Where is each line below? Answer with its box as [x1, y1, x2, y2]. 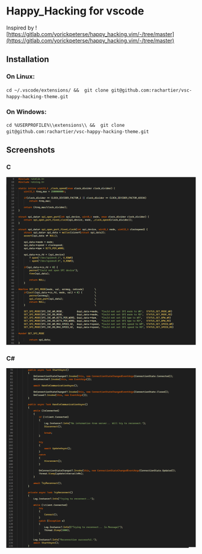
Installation [6, 54, 49, 64]
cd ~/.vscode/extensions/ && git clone [6, 87, 109, 93]
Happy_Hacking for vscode [6, 4, 144, 18]
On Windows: [6, 107, 47, 115]
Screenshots [6, 145, 55, 155]
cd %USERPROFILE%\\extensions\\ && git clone [6, 122, 125, 128]
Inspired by [6, 24, 34, 31]
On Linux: [6, 72, 35, 81]
